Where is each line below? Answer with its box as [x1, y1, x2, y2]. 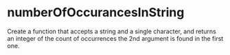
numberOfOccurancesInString [7, 5, 185, 20]
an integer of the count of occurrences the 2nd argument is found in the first [7, 34, 224, 42]
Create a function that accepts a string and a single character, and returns [7, 27, 216, 35]
